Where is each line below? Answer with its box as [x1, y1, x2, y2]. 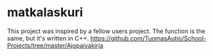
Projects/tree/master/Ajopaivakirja [7, 41, 104, 49]
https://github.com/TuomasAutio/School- [90, 34, 207, 42]
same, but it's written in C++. [7, 34, 89, 42]
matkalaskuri [7, 5, 84, 20]
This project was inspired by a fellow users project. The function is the [7, 27, 205, 35]
